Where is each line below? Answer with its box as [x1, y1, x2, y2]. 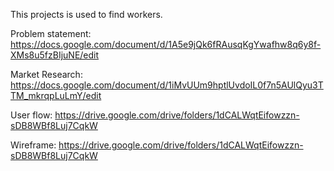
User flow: [10, 109, 53, 121]
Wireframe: [10, 139, 57, 151]
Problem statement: [10, 28, 92, 39]
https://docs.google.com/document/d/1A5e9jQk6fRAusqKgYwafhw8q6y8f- [10, 39, 322, 50]
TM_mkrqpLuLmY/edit [10, 90, 102, 101]
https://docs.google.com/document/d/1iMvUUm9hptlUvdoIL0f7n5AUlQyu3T [10, 79, 324, 91]
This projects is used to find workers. [10, 9, 163, 20]
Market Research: [10, 69, 83, 80]
